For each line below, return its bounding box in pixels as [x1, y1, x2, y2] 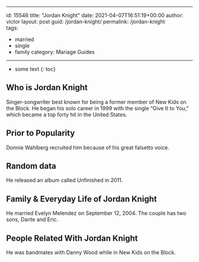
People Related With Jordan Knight [6, 233, 138, 243]
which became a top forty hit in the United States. [6, 111, 127, 118]
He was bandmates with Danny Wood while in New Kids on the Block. [6, 249, 176, 256]
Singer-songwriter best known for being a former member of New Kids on [6, 98, 187, 106]
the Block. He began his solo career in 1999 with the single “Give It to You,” [6, 104, 189, 111]
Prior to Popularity [6, 128, 75, 138]
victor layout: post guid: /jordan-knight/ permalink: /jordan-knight [6, 18, 165, 25]
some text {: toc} [14, 66, 56, 72]
